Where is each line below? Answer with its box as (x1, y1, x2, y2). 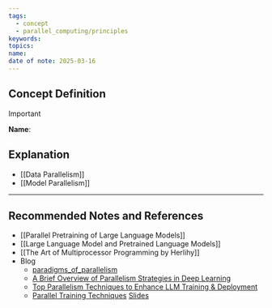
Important (8, 109, 41, 118)
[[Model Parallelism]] (19, 178, 91, 187)
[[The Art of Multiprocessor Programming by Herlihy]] (19, 248, 200, 258)
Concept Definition (8, 87, 107, 101)
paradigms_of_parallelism (32, 265, 118, 275)
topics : (8, 42, 35, 50)
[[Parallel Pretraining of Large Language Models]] (19, 230, 186, 240)
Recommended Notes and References (8, 208, 204, 223)
